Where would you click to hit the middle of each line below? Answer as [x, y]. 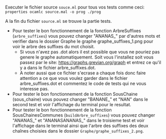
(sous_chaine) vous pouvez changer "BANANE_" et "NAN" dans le [80, 99]
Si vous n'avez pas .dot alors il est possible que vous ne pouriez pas [90, 52]
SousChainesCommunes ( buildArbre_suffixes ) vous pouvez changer [84, 115]
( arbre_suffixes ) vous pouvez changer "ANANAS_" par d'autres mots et [86, 36]
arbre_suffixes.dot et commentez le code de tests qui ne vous [83, 83]
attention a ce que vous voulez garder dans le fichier [74, 78]
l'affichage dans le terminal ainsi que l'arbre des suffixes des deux [80, 126]
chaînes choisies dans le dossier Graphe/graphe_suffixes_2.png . [78, 131]
